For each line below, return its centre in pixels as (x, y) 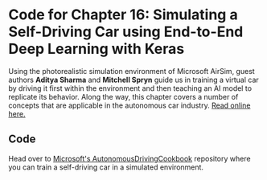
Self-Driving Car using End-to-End (126, 32)
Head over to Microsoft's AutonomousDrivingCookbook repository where (129, 158)
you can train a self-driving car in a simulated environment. (106, 167)
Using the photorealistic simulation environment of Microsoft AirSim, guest (131, 71)
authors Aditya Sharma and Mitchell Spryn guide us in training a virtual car (133, 80)
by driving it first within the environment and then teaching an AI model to (130, 88)
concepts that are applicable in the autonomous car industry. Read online (129, 105)
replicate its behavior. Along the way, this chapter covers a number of (123, 96)
